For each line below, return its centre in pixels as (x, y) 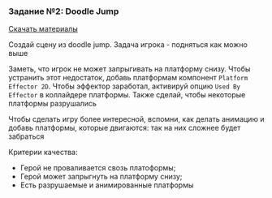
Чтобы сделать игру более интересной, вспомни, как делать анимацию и (136, 119)
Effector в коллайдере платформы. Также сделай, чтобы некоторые (127, 95)
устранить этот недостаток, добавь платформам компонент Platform (128, 78)
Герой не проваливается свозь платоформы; (98, 168)
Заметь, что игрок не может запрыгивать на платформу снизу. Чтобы (130, 69)
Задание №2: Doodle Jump (64, 11)
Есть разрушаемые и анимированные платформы (107, 185)
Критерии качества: (43, 153)
